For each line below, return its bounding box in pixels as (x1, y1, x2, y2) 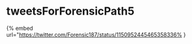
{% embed (6, 24, 34, 32)
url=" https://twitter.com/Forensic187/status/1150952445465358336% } (6, 31, 186, 38)
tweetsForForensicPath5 (6, 4, 135, 18)
